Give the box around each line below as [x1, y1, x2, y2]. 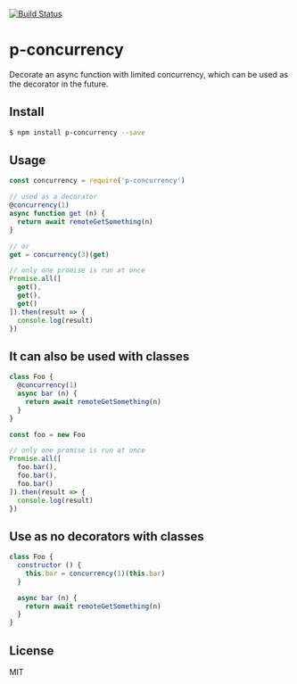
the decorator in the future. [9, 78, 109, 89]
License [9, 643, 54, 658]
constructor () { [17, 561, 82, 570]
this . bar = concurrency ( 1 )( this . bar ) [25, 569, 166, 578]
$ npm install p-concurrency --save [9, 128, 145, 137]
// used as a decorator [9, 193, 98, 202]
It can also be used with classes [9, 349, 190, 364]
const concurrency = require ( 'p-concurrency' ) [9, 177, 186, 185]
